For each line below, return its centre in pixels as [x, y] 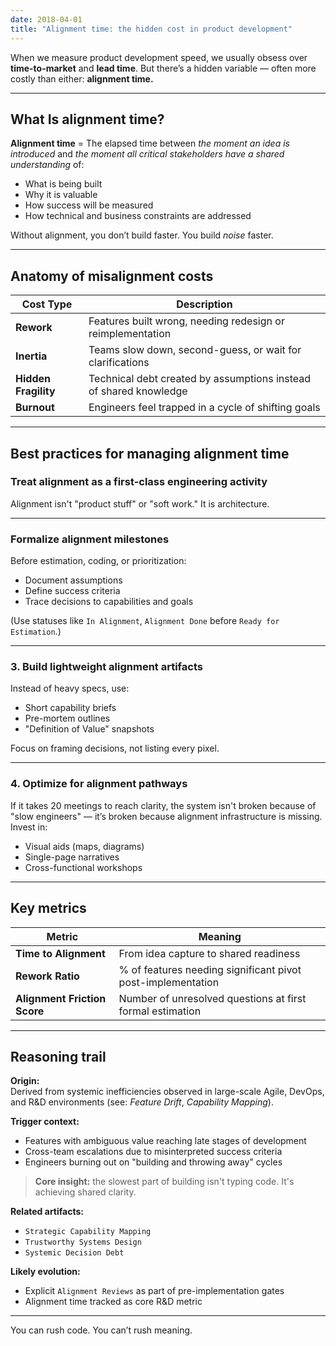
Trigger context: [45, 1122]
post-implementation [169, 982]
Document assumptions [73, 580]
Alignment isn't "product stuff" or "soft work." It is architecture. [140, 503]
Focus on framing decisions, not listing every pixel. [115, 748]
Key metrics [48, 908]
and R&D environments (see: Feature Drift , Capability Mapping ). [142, 1102]
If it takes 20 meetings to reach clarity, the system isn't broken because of [163, 805]
